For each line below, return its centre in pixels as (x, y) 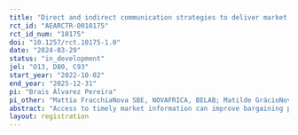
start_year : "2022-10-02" (57, 75)
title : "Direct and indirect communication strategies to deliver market (149, 17)
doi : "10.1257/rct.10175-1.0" (65, 42)
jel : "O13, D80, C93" (49, 67)
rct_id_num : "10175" (47, 34)
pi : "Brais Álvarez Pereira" (63, 91)
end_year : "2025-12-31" (53, 83)
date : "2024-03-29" (45, 51)
